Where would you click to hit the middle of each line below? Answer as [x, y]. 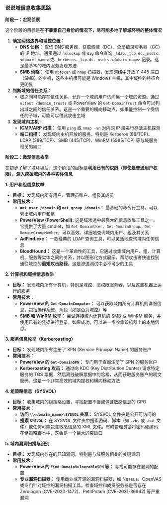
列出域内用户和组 [37, 214]
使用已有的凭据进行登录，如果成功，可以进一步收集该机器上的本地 [87, 322]
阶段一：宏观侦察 [23, 20]
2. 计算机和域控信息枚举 [30, 274]
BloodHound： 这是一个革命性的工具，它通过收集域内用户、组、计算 [90, 251]
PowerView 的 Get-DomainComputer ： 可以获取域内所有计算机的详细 [88, 304]
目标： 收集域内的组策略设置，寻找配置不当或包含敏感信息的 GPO [79, 402]
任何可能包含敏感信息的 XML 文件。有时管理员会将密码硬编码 [95, 427]
